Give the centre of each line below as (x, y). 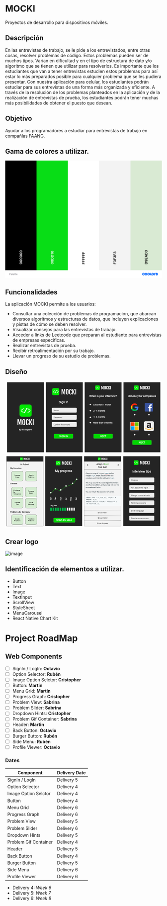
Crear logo (22, 542)
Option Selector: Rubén (37, 674)
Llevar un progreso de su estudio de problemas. (61, 356)
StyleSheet (24, 608)
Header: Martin (28, 725)
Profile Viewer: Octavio (36, 747)
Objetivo (19, 119)
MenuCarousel (27, 613)
